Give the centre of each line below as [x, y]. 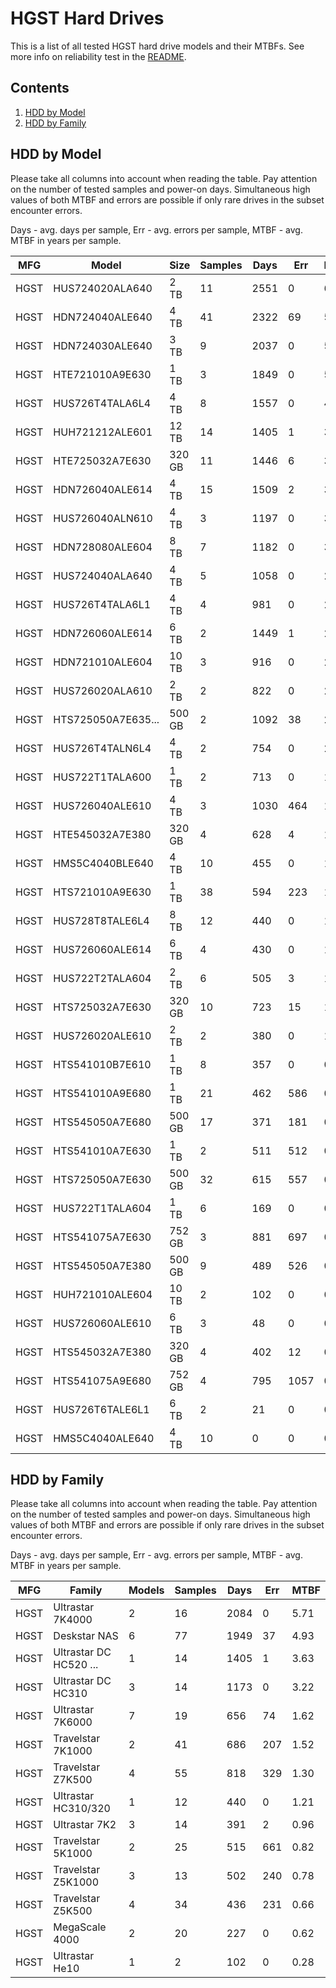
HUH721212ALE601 [103, 432]
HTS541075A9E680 [102, 1380]
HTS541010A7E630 [102, 1150]
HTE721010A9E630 [102, 374]
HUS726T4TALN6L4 [102, 748]
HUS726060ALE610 [102, 1323]
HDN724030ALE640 [103, 345]
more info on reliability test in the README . [98, 56]
